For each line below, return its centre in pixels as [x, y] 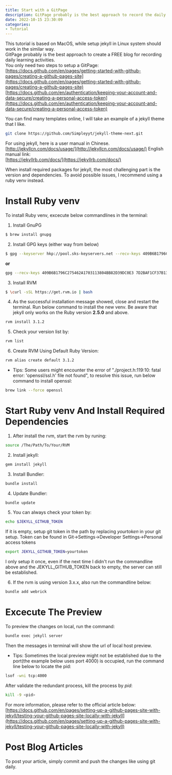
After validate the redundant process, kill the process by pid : [69, 685]
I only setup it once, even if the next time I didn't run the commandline [79, 562]
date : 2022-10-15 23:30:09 [34, 19]
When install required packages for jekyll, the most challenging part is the [83, 170]
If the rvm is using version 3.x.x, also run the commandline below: [82, 582]
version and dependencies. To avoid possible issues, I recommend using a [84, 175]
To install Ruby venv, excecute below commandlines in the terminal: [77, 215]
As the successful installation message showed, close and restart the [86, 302]
